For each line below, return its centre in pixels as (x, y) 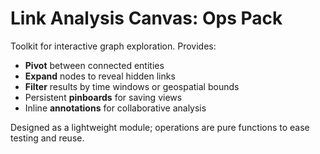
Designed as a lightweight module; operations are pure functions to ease (160, 127)
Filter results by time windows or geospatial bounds (132, 86)
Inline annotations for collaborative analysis (115, 108)
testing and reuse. (47, 138)
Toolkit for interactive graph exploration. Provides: (113, 46)
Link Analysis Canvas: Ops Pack (146, 18)
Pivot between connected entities (94, 65)
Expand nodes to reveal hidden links (100, 76)
